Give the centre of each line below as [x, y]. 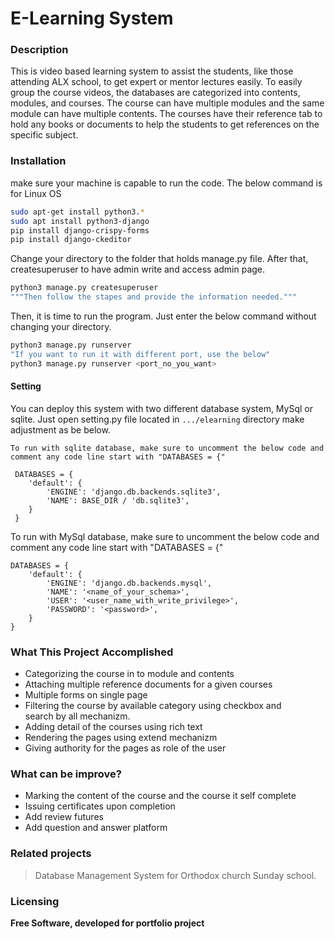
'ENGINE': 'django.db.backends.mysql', [129, 583]
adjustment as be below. [60, 429]
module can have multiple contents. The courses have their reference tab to [166, 114]
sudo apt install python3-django [80, 221]
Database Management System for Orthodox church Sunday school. [175, 875]
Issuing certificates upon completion [100, 806]
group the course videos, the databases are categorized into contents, [155, 93]
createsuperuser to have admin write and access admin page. [138, 269]
